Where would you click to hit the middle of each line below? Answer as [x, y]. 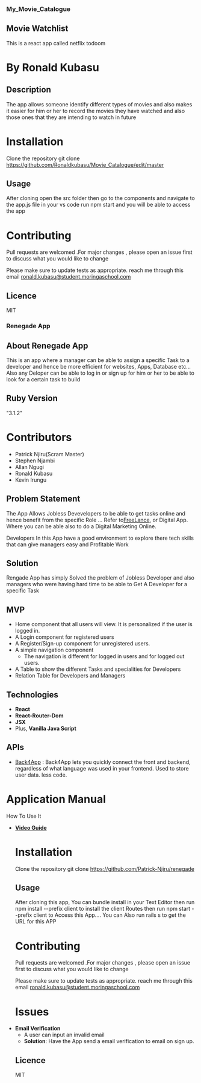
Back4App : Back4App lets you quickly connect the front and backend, [103, 762]
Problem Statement [43, 499]
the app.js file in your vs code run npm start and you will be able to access [98, 205]
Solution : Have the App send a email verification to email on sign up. [109, 1041]
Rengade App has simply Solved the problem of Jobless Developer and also [100, 578]
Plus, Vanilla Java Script [45, 728]
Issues [32, 1012]
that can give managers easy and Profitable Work [67, 544]
